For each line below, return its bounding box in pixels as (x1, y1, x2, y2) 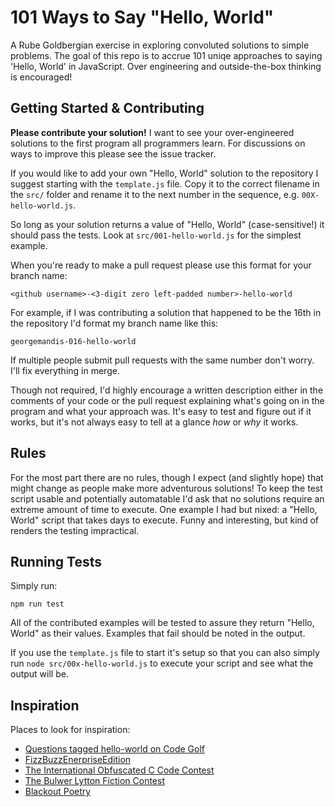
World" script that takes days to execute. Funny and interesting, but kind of (10, 514, 319, 526)
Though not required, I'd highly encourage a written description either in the (10, 384, 324, 396)
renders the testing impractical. (10, 524, 140, 536)
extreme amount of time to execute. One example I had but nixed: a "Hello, (10, 503, 318, 515)
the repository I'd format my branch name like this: (10, 317, 219, 329)
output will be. (10, 668, 69, 680)
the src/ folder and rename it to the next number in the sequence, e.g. (10, 188, 300, 200)
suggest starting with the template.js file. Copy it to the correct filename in (10, 177, 320, 190)
